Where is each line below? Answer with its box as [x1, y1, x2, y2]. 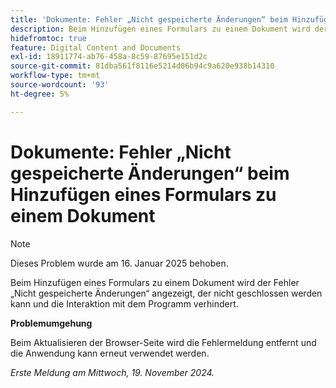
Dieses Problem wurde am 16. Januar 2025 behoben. [10, 257, 229, 269]
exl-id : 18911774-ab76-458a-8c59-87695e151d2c [10, 52, 208, 62]
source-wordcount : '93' [10, 80, 110, 90]
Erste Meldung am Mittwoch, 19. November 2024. [10, 366, 215, 378]
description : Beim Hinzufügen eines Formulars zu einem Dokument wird [10, 24, 311, 34]
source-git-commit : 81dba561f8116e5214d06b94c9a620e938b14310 [10, 61, 275, 71]
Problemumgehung [10, 317, 93, 329]
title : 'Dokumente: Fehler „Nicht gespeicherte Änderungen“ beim [10, 14, 288, 25]
